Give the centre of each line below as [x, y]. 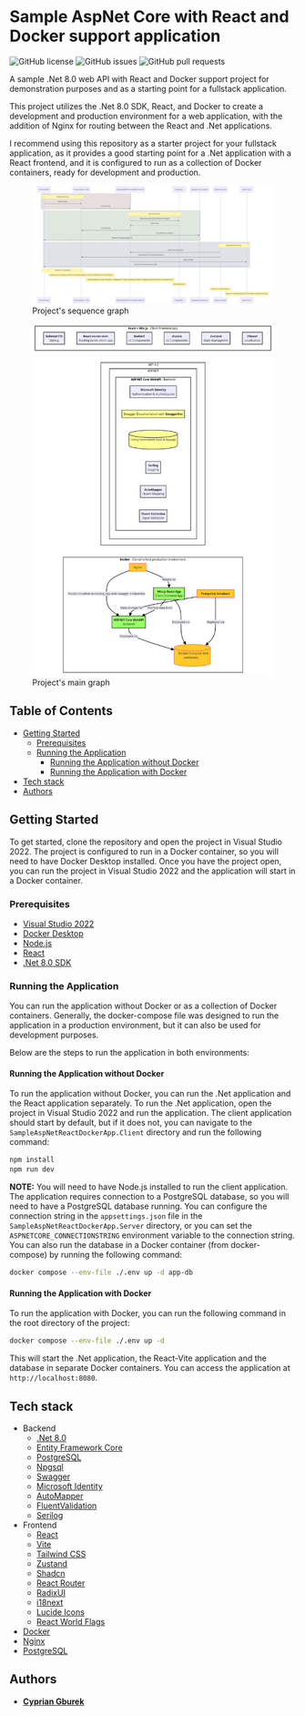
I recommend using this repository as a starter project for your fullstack [143, 143]
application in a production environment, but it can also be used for [135, 1026]
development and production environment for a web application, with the [146, 116]
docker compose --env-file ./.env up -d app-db [102, 1272]
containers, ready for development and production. [105, 172]
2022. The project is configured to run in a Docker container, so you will [144, 851]
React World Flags [71, 1621]
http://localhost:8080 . [54, 1378]
